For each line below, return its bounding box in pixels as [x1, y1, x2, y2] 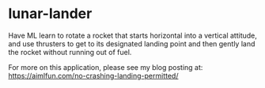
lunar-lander [8, 5, 93, 23]
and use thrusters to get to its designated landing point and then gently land [8, 38, 256, 48]
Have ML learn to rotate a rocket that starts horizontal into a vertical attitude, [8, 31, 257, 40]
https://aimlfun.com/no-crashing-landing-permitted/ [8, 71, 179, 80]
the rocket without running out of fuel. [8, 47, 132, 57]
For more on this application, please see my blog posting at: [8, 62, 203, 71]
